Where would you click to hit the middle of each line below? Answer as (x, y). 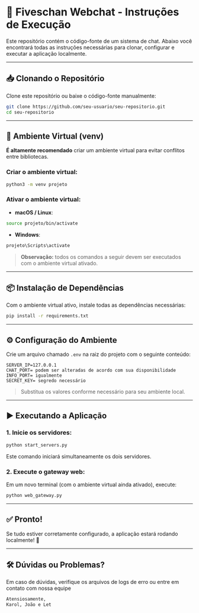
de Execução (38, 25)
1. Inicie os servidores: (39, 433)
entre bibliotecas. (27, 157)
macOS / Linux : (34, 212)
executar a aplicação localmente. (46, 53)
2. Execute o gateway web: (46, 471)
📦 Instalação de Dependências (65, 288)
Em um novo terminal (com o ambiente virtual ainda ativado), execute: (91, 484)
